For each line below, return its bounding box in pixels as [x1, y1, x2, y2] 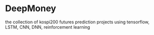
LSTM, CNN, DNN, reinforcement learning [5, 24, 90, 30]
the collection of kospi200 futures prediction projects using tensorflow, [5, 19, 150, 25]
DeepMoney [5, 3, 56, 14]
